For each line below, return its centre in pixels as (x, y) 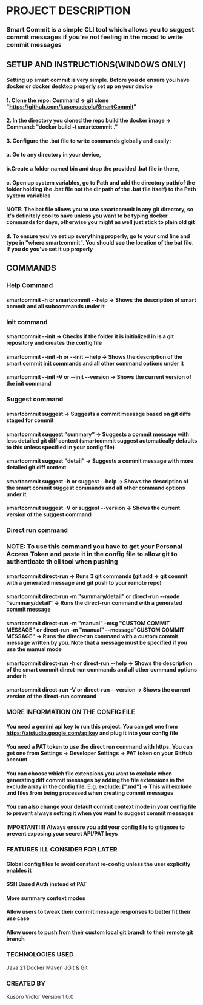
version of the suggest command (49, 514)
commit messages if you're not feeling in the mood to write (95, 37)
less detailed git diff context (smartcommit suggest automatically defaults (102, 440)
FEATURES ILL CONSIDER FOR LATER (62, 849)
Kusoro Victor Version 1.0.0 (40, 996)
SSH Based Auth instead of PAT (47, 884)
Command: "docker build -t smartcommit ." (62, 127)
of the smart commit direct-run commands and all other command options (102, 669)
